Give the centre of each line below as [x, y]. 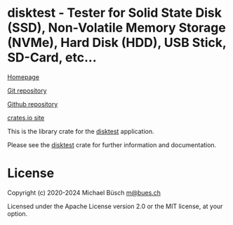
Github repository [33, 104]
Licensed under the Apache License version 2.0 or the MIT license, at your [115, 206]
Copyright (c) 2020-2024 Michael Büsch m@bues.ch [84, 192]
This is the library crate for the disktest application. [81, 131]
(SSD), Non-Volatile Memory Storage [116, 28]
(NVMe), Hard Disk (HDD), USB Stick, [117, 43]
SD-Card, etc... [52, 58]
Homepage [24, 77]
